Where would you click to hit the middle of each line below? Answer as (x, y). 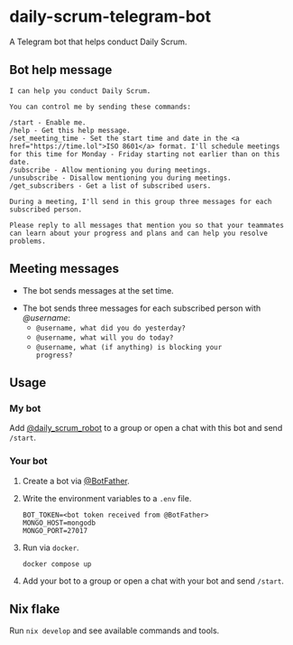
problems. (28, 241)
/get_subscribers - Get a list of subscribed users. (110, 186)
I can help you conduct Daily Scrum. (80, 91)
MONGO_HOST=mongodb (59, 523)
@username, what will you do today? (105, 337)
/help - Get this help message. (70, 130)
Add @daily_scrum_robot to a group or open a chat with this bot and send (146, 428)
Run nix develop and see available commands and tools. (114, 631)
